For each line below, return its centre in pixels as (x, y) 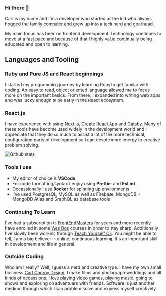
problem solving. (22, 145)
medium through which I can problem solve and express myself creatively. (81, 289)
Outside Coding (24, 256)
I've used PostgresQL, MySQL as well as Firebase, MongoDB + (76, 194)
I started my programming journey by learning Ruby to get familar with (77, 84)
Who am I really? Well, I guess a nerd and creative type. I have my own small (83, 267)
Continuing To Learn (30, 212)
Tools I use (18, 167)
